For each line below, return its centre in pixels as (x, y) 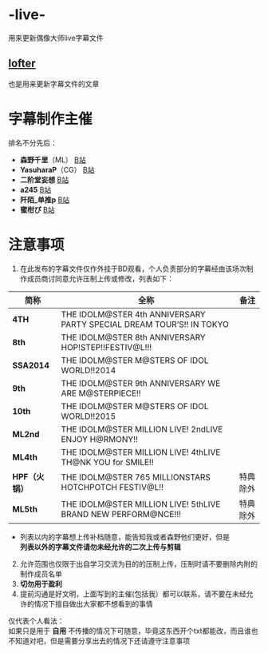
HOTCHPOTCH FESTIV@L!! (112, 487)
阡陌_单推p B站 (45, 199)
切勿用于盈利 (41, 583)
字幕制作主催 (51, 119)
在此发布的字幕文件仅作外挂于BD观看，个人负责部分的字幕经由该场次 (133, 269)
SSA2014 (31, 365)
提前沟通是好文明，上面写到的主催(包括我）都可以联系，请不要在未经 (133, 594)
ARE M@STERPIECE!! (101, 393)
